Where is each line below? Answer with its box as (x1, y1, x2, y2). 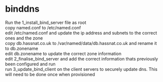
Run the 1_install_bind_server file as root (5, 20, 87, 25)
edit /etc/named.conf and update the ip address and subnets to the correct (5, 30, 158, 36)
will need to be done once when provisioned (5, 71, 95, 77)
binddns (5, 3, 40, 15)
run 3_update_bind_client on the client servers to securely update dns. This (5, 66, 158, 72)
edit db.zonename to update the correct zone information (5, 50, 122, 57)
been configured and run (5, 61, 56, 67)
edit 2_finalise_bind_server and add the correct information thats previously (5, 56, 159, 61)
